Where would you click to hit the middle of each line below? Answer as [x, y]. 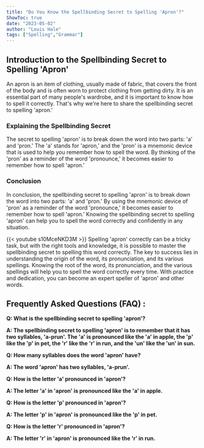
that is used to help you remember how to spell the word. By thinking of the [101, 152]
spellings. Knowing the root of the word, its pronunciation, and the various [99, 265]
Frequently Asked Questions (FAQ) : [76, 304]
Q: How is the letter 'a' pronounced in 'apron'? [66, 379]
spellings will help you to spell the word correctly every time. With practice [100, 271]
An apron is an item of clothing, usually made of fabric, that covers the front [102, 84]
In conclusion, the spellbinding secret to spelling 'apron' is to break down [98, 194]
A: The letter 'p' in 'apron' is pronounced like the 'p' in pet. [82, 415]
